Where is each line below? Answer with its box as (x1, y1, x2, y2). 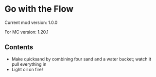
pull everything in (11, 61, 47, 67)
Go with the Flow (4, 3, 74, 15)
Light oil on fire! (11, 66, 43, 72)
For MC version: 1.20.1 (4, 29, 49, 35)
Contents (4, 43, 34, 52)
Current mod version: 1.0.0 (4, 19, 58, 25)
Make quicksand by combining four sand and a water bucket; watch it (11, 56, 152, 62)
